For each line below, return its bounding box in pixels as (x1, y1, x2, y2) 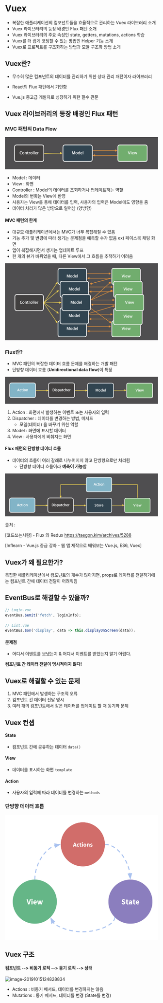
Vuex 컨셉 (5, 718, 35, 727)
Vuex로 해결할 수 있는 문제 (5, 677, 80, 685)
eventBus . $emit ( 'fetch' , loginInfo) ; (5, 613, 81, 618)
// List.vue (5, 623, 29, 628)
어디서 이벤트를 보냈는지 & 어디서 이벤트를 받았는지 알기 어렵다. (12, 651, 132, 657)
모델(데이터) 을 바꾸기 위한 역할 (19, 421, 79, 427)
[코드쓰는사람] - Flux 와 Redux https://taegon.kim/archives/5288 (5, 532, 132, 538)
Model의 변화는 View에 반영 (12, 193, 66, 199)
